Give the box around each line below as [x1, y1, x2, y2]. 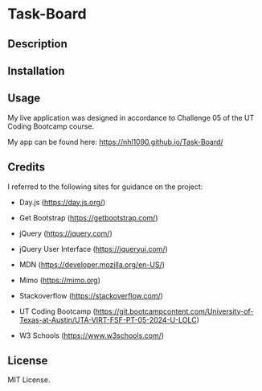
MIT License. [7, 375, 51, 385]
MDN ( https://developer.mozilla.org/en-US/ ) [18, 259, 166, 270]
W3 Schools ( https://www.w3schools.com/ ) [18, 331, 165, 340]
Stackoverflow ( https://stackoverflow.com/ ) [18, 290, 164, 300]
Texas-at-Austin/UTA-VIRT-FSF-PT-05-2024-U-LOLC [18, 315, 198, 324]
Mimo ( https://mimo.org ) [18, 275, 101, 285]
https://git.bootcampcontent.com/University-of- [95, 307, 254, 316]
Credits [7, 160, 46, 174]
